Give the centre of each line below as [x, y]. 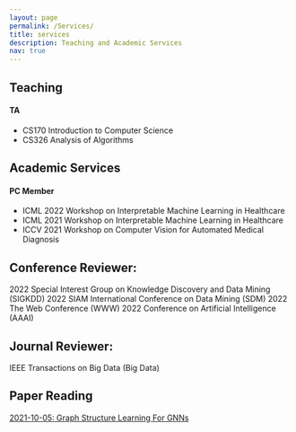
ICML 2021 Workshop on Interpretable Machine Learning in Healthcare [153, 220]
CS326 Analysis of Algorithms [78, 139]
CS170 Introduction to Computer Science [97, 130]
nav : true [28, 51]
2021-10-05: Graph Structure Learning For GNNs [99, 418]
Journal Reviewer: [61, 346]
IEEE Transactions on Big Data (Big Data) [84, 367]
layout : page [34, 18]
